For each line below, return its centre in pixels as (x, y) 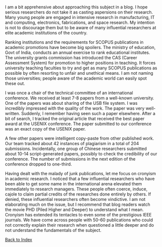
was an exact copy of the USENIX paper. (45, 129)
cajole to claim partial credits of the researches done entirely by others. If (78, 194)
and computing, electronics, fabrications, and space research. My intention (80, 22)
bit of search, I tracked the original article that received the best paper (75, 119)
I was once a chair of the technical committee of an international (69, 93)
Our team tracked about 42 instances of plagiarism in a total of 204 (72, 143)
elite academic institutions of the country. (46, 33)
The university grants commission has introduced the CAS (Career (71, 58)
